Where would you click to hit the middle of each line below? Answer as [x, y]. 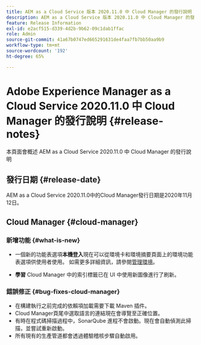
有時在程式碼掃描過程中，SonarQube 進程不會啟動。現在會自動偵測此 [100, 321]
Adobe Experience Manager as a [89, 91]
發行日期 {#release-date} [54, 180]
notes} [23, 134]
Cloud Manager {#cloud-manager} [72, 222]
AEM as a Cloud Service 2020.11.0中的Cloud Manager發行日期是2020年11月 [99, 195]
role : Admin [21, 34]
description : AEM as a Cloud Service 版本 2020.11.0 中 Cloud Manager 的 [98, 17]
